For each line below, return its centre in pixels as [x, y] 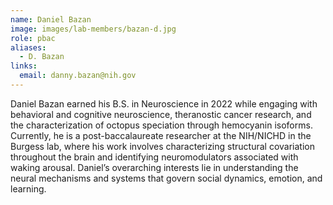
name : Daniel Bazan [51, 19]
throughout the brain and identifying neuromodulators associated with [154, 157]
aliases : [28, 47]
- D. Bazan [42, 57]
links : [24, 66]
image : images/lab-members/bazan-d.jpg [93, 29]
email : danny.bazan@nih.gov [78, 76]
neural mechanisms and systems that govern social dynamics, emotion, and [166, 178]
